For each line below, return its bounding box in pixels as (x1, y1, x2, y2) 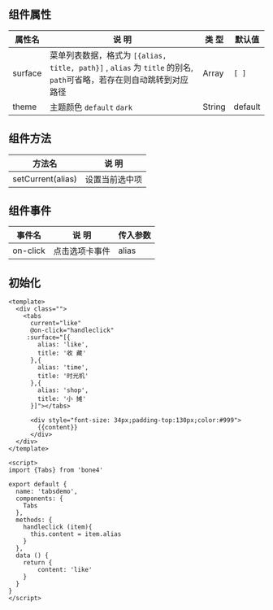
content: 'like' (37, 566, 93, 574)
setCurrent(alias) (12, 173, 77, 185)
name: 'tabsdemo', (15, 487, 79, 496)
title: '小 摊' (37, 395, 87, 403)
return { (23, 559, 53, 567)
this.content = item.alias (29, 530, 122, 538)
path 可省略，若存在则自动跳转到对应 (50, 74, 189, 85)
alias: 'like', (37, 341, 89, 349)
